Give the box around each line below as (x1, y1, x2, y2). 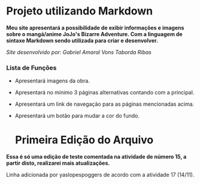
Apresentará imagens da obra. (14, 77, 90, 85)
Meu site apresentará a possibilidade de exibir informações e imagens (6, 24, 184, 31)
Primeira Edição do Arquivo (14, 133, 154, 147)
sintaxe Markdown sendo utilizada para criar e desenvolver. (6, 37, 159, 44)
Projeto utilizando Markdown (6, 4, 153, 18)
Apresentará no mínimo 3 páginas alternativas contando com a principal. (14, 89, 195, 96)
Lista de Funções (6, 63, 57, 72)
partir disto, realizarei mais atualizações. (6, 159, 110, 167)
